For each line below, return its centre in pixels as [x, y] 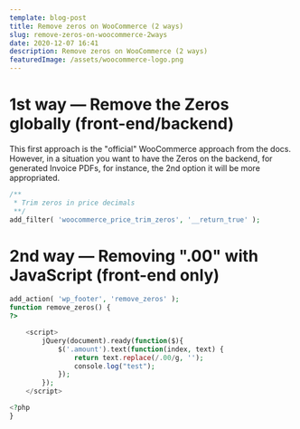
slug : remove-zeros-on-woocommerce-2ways [89, 34]
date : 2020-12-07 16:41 [54, 43]
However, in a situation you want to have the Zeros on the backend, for [141, 158]
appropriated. [35, 177]
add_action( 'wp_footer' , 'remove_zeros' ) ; [94, 300]
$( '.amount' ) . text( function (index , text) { [141, 349]
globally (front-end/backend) [122, 124]
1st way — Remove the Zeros [119, 105]
